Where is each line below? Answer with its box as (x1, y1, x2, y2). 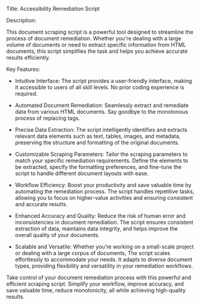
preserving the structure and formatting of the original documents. (14, 139, 180, 146)
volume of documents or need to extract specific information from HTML (6, 42, 186, 48)
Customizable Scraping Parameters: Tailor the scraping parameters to (14, 150, 188, 158)
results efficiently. (6, 54, 50, 61)
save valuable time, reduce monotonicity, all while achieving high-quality (6, 287, 186, 294)
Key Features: (6, 66, 40, 73)
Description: (6, 17, 37, 23)
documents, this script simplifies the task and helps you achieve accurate (6, 48, 188, 55)
